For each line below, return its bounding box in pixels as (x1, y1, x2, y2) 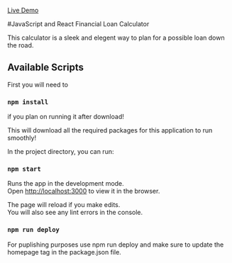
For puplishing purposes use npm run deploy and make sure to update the (7, 240, 224, 249)
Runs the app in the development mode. (7, 179, 124, 188)
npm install (7, 98, 49, 106)
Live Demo (7, 6, 39, 14)
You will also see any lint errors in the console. (7, 208, 143, 217)
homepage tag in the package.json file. (7, 247, 122, 256)
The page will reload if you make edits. (7, 201, 121, 209)
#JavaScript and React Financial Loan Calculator (7, 20, 150, 28)
